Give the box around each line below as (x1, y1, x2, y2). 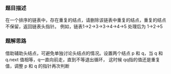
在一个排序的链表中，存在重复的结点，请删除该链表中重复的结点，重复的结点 (5, 17, 166, 23)
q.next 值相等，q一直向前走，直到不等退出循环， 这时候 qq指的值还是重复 (5, 56, 160, 62)
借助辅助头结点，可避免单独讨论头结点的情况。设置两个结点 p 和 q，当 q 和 (5, 50, 163, 56)
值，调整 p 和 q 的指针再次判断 (5, 63, 70, 69)
